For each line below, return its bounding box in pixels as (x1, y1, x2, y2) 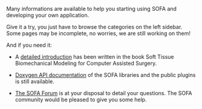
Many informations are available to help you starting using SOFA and (6, 5, 177, 12)
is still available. (15, 78, 54, 85)
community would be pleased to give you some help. (15, 96, 147, 103)
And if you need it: (6, 42, 53, 48)
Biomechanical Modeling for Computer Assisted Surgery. (15, 60, 157, 67)
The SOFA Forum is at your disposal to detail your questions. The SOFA (15, 90, 192, 96)
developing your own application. (6, 12, 90, 19)
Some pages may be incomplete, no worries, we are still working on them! (6, 30, 191, 37)
